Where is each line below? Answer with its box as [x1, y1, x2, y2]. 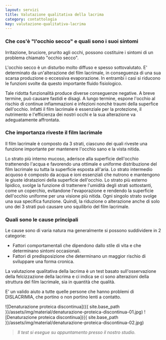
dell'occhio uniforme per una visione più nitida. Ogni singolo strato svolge [5, 193, 157, 199]
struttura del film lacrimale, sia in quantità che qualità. [5, 279, 115, 285]
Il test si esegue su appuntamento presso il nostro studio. [17, 329, 136, 335]
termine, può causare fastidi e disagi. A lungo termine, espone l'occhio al [5, 95, 155, 101]
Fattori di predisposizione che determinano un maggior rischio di [12, 253, 146, 259]
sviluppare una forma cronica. [12, 259, 74, 265]
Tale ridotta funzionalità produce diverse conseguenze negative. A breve [5, 90, 155, 96]
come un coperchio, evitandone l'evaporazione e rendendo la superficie [5, 188, 154, 194]
